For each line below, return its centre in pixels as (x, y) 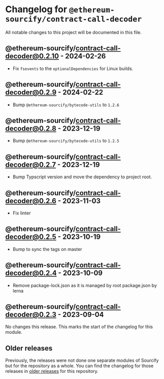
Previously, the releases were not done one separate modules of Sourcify (82, 360)
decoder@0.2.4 (31, 273)
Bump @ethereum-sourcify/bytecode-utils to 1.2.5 (66, 141)
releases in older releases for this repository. (52, 371)
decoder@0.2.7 (31, 164)
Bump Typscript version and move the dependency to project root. (82, 177)
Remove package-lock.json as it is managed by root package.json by (85, 285)
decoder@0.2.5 (31, 237)
